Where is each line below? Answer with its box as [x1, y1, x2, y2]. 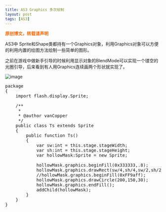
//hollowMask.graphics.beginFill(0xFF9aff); [36, 172, 146, 178]
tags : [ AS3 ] [5, 16, 30, 21]
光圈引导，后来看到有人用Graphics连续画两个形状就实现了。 [5, 64, 127, 70]
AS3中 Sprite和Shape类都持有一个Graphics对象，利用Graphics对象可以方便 [5, 41, 159, 47]
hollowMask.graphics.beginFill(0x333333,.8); [36, 163, 149, 168]
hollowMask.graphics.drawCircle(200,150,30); [36, 177, 149, 183]
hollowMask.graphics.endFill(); [36, 182, 115, 188]
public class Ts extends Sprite [15, 123, 94, 128]
